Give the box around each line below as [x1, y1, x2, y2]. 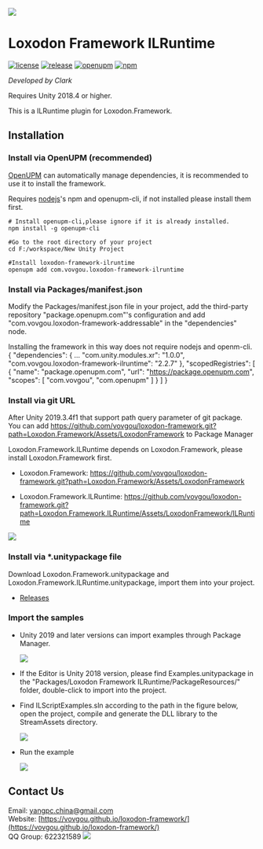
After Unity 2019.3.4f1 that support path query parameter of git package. [8, 413, 243, 422]
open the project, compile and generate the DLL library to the [19, 708, 218, 719]
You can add [8, 421, 49, 431]
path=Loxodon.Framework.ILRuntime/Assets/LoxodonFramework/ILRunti [19, 509, 255, 518]
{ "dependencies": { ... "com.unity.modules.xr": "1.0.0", [8, 350, 185, 359]
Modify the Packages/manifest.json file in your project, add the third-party [8, 301, 249, 311]
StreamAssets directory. [19, 717, 98, 726]
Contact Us [8, 785, 64, 798]
